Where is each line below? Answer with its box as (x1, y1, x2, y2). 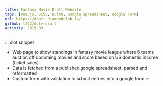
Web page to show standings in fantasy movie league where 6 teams (12, 49, 154, 55)
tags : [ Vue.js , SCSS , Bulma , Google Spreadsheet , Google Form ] (5, 12, 139, 17)
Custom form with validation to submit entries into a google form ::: (12, 76, 150, 82)
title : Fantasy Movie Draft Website (5, 7, 81, 12)
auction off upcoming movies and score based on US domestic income (12, 54, 158, 60)
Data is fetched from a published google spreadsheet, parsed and (12, 65, 148, 71)
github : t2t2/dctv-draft (5, 21, 57, 26)
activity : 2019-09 (5, 26, 43, 31)
